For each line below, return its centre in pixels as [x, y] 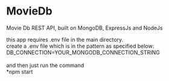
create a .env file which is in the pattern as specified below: [80, 46]
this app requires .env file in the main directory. [65, 39]
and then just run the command [45, 65]
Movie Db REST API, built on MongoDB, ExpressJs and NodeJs [84, 28]
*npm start [20, 71]
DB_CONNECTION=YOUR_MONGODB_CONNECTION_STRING [83, 52]
